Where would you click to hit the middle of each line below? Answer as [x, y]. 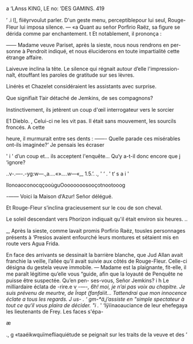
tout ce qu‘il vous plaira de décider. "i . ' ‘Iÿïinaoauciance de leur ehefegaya [97, 305]
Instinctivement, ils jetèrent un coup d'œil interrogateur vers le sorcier [90, 110]
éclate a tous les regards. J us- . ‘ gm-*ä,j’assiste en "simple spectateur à [95, 299]
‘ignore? [16, 162]
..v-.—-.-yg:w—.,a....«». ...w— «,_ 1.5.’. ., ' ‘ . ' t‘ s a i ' [68, 174]
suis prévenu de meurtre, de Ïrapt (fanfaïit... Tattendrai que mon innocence [96, 293]
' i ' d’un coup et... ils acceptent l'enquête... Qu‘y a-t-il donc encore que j [93, 156]
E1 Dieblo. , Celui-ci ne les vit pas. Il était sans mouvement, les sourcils [91, 121]
